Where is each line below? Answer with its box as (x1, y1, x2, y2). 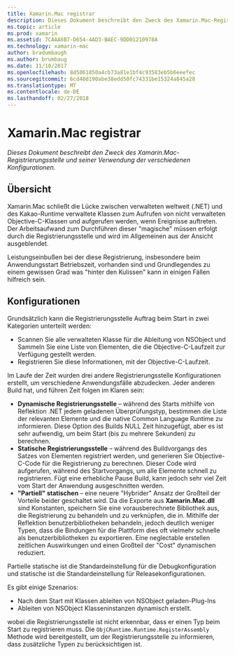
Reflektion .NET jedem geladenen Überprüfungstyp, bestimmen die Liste (17, 407, 227, 415)
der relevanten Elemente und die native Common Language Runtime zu (17, 414, 223, 422)
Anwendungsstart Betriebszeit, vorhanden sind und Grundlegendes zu (7, 260, 211, 268)
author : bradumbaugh (7, 50, 68, 57)
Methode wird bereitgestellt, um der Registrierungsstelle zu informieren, (7, 632, 215, 641)
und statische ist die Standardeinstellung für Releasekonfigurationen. (7, 569, 206, 578)
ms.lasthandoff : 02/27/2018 (7, 95, 90, 102)
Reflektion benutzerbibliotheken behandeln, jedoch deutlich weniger (17, 518, 215, 527)
